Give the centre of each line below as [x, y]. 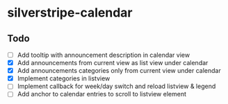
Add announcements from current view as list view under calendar [113, 63]
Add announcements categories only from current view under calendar [119, 71]
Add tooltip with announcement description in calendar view [103, 55]
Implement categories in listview [64, 78]
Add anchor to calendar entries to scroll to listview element [101, 94]
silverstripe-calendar [70, 13]
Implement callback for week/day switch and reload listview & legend [116, 86]
